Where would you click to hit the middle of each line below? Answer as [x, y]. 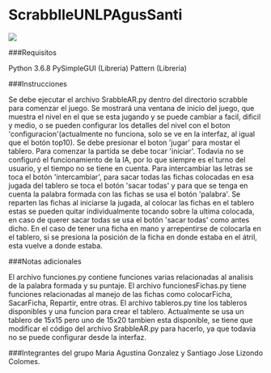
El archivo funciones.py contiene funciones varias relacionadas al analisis [131, 277]
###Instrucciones [38, 83]
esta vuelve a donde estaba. [55, 245]
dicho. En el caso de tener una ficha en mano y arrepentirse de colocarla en [135, 228]
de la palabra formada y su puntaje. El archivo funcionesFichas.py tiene [127, 286]
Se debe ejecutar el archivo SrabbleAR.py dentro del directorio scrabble [128, 100]
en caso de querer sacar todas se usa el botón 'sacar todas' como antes [129, 219]
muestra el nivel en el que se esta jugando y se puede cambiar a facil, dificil [135, 117]
